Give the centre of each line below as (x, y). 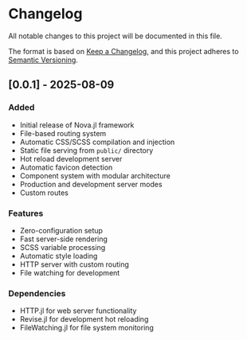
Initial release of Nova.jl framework (77, 125)
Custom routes (44, 193)
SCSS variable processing (63, 247)
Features (26, 213)
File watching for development (70, 272)
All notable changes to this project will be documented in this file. (116, 36)
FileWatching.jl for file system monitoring (86, 328)
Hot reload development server (71, 158)
